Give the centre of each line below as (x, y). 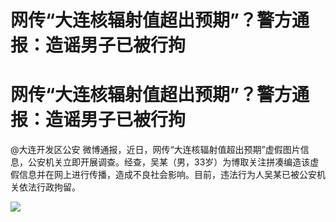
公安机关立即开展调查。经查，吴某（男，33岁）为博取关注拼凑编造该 (169, 162)
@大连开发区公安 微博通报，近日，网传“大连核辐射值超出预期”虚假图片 (155, 150)
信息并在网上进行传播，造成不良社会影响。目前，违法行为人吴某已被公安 (167, 175)
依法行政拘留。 (49, 187)
